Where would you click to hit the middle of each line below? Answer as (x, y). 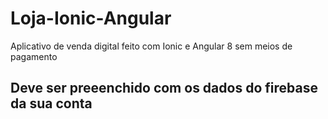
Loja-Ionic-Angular (91, 18)
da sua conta (51, 103)
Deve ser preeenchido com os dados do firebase (164, 88)
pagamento (34, 56)
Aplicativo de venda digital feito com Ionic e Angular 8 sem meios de (151, 46)
